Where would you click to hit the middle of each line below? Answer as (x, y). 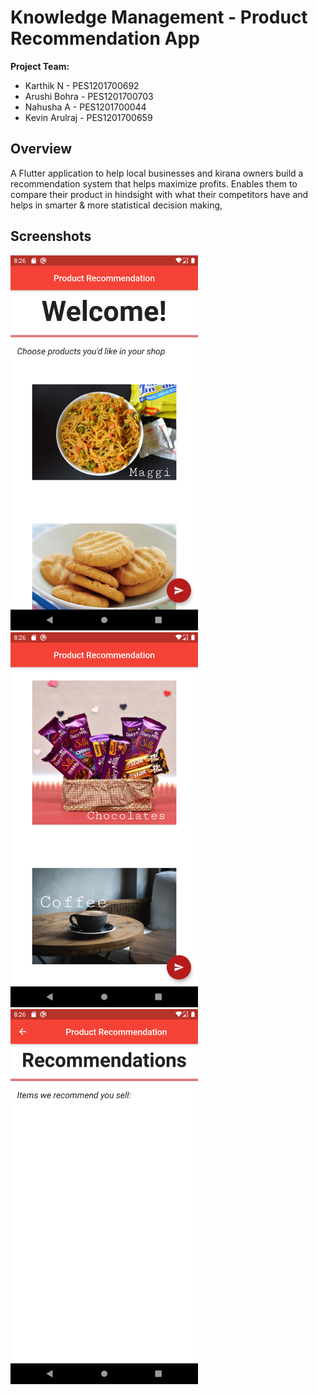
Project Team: (40, 66)
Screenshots (51, 236)
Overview (41, 149)
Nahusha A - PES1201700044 (85, 107)
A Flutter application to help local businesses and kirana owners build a (157, 173)
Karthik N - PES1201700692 (82, 85)
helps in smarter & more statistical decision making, (116, 205)
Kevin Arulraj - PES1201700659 (88, 117)
